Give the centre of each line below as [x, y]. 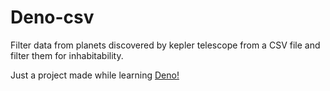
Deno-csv [52, 17]
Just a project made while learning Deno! [95, 75]
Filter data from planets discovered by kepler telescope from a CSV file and [165, 45]
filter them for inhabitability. [67, 55]
